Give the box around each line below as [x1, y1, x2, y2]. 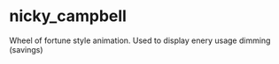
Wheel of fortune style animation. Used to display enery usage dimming [9, 35, 271, 46]
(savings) [9, 44, 43, 54]
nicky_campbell [9, 6, 127, 26]
